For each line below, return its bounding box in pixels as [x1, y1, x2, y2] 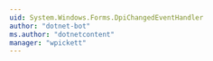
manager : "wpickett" [9, 38, 88, 48]
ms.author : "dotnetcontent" [9, 30, 116, 39]
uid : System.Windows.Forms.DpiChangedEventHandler [9, 13, 204, 22]
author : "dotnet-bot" [9, 22, 91, 30]
